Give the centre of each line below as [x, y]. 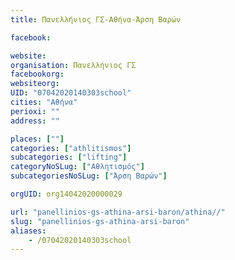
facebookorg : [37, 74]
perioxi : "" [35, 111]
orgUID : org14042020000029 [66, 194]
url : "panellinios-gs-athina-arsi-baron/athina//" [118, 212]
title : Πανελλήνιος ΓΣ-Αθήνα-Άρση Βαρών [96, 19]
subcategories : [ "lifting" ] [69, 157]
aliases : [28, 231]
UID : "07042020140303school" [71, 93]
